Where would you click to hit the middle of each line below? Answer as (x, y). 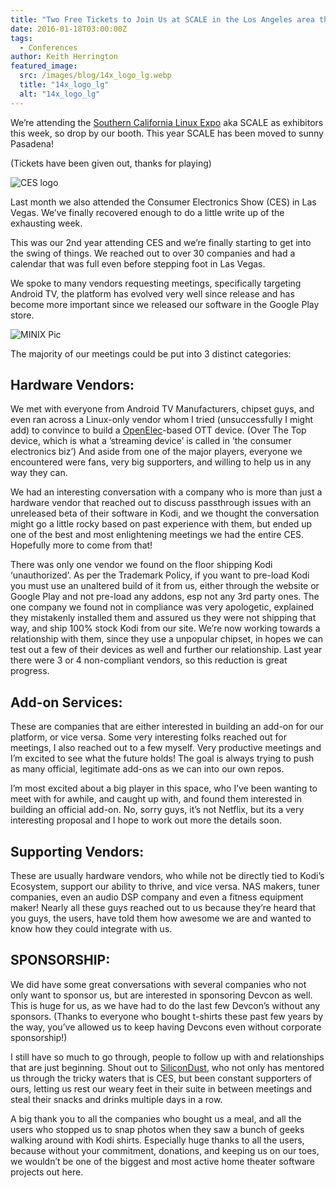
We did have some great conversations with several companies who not (158, 984)
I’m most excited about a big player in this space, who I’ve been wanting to (164, 788)
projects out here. (47, 1172)
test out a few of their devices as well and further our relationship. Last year (166, 650)
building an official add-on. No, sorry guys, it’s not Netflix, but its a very (157, 810)
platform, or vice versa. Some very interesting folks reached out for (148, 737)
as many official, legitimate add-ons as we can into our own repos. (147, 769)
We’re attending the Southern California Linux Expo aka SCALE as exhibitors (167, 122)
